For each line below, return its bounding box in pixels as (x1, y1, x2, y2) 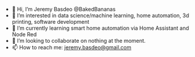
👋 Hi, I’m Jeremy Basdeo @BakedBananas (11, 6, 116, 12)
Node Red (11, 31, 37, 38)
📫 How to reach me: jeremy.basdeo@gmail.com (11, 44, 132, 50)
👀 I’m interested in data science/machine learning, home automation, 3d (11, 12, 190, 19)
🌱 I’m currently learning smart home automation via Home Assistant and (11, 24, 190, 31)
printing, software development (11, 18, 90, 25)
